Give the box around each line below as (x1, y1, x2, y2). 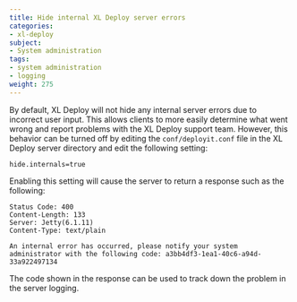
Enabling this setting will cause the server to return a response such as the (9, 176, 284, 186)
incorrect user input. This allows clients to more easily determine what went (9, 114, 288, 125)
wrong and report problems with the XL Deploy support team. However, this (9, 123, 288, 134)
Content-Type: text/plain (9, 226, 106, 235)
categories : (9, 22, 54, 30)
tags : (9, 55, 30, 64)
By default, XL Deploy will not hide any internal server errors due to (9, 104, 258, 115)
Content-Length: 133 (9, 210, 87, 220)
